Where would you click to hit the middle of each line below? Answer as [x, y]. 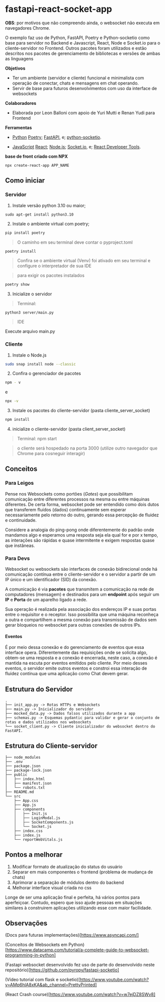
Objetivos [15, 68]
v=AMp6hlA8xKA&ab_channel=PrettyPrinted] [51, 985]
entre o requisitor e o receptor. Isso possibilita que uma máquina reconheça [82, 615]
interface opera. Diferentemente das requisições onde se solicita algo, [76, 653]
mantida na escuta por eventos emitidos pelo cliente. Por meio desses [76, 663]
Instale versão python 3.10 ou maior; [49, 205]
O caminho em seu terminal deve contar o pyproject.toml [75, 242]
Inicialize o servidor [32, 294]
